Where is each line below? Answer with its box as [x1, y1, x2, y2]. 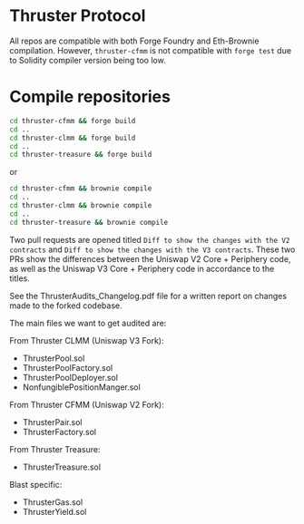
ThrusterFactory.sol [22, 426, 97, 437]
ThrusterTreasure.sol [22, 461, 102, 472]
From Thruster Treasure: [9, 443, 101, 454]
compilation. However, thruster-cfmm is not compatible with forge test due [9, 44, 292, 55]
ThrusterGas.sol [22, 496, 83, 508]
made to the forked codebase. [9, 300, 123, 311]
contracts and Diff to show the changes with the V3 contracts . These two [9, 244, 296, 255]
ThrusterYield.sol [22, 506, 87, 517]
